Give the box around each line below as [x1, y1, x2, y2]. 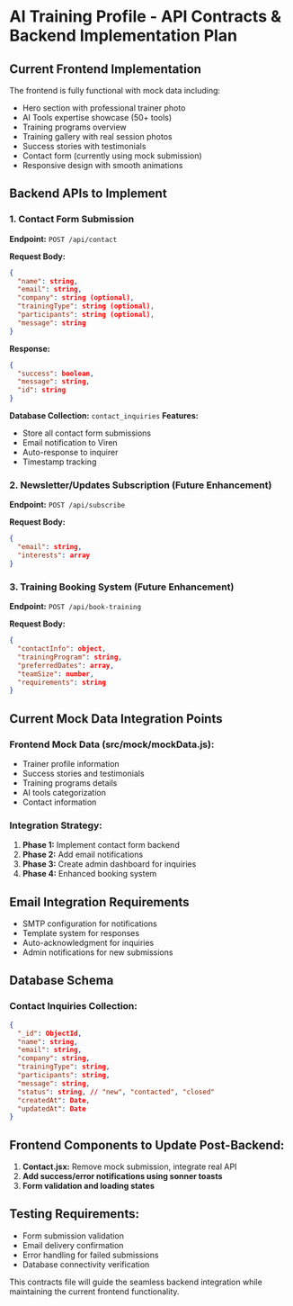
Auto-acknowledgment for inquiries [22, 938, 155, 949]
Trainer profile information [22, 758, 120, 769]
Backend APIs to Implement [9, 186, 168, 202]
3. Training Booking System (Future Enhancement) [9, 581, 235, 593]
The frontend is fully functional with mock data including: [9, 86, 221, 95]
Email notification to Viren [22, 437, 119, 448]
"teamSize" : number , [17, 669, 94, 679]
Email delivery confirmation [22, 1239, 124, 1250]
